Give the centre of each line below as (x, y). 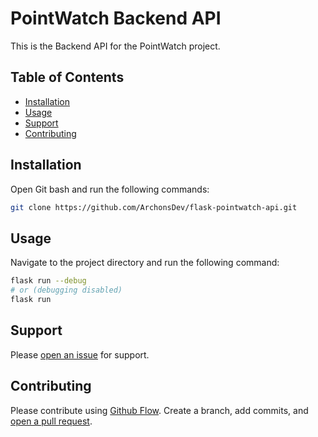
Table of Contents (67, 77)
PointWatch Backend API (116, 18)
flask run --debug (48, 281)
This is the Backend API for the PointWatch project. (115, 46)
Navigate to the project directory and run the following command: (145, 263)
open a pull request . (51, 421)
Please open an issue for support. (80, 354)
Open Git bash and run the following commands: (110, 189)
